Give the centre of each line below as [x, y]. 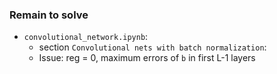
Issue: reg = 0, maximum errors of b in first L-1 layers [147, 58]
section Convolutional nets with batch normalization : [152, 47]
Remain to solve [49, 15]
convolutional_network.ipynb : [86, 37]
